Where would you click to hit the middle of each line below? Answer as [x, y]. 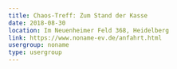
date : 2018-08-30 [37, 23]
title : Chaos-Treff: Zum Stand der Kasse [78, 15]
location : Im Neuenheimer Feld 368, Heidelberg [89, 30]
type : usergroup [35, 52]
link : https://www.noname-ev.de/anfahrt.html [85, 38]
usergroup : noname [39, 45]
